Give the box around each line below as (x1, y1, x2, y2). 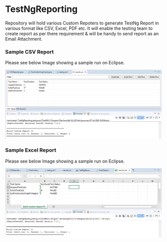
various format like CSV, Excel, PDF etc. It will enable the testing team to (5, 25, 153, 31)
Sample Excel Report (5, 147, 56, 154)
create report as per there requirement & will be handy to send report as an (5, 30, 159, 36)
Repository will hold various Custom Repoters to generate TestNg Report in (5, 20, 159, 26)
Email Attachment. (5, 36, 43, 42)
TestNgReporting (5, 3, 78, 15)
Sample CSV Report (5, 48, 54, 55)
